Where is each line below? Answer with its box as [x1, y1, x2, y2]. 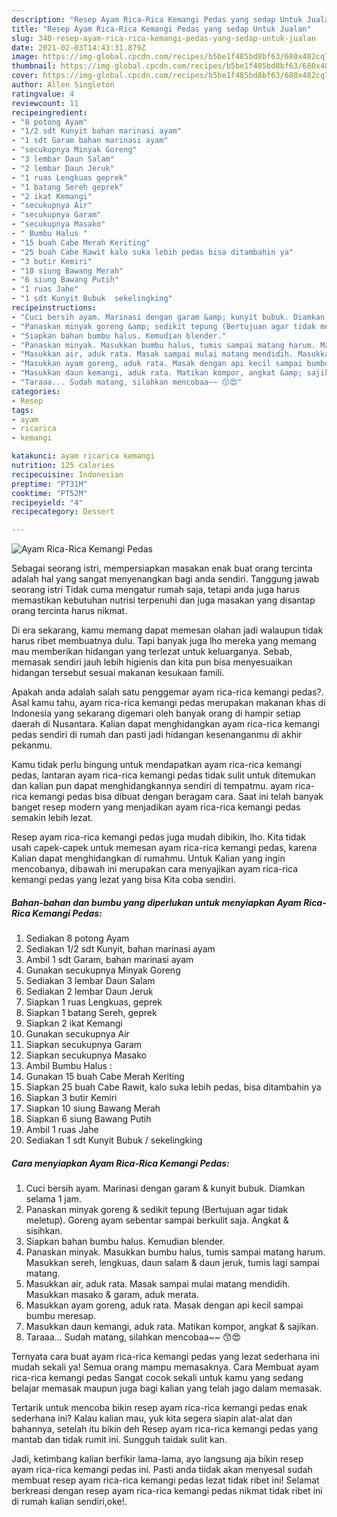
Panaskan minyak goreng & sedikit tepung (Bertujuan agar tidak [25, 1204, 289, 1216]
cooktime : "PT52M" [11, 488, 88, 498]
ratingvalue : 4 [11, 89, 75, 99]
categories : [11, 386, 61, 396]
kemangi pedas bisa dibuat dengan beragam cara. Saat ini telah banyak [29, 791, 324, 803]
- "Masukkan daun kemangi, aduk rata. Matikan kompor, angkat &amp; [11, 368, 303, 378]
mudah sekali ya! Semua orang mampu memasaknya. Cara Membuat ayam [11, 1361, 319, 1373]
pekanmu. [11, 739, 53, 751]
